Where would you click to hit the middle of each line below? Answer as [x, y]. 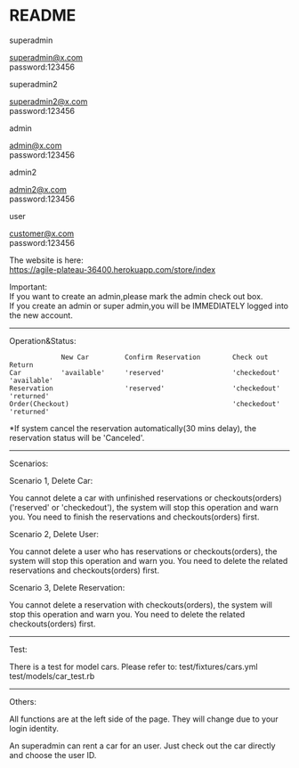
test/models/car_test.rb [52, 676]
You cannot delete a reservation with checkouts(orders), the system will [141, 605]
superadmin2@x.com [48, 101]
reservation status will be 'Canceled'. [77, 437]
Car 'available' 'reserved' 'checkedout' [145, 372]
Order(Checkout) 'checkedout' [145, 404]
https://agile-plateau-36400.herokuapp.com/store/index [113, 269]
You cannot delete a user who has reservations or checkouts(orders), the [143, 551]
